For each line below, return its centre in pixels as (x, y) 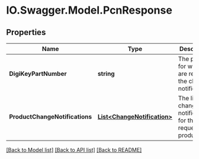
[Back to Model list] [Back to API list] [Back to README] (74, 150)
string (106, 74)
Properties (26, 32)
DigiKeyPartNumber (38, 74)
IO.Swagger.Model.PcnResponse (89, 10)
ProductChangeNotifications (51, 117)
